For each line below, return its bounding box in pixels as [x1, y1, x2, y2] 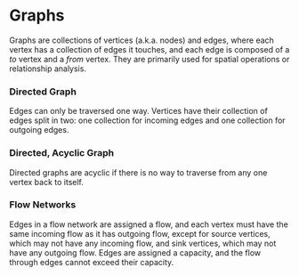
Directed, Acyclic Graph [9, 147, 115, 159]
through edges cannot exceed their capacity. [9, 256, 174, 267]
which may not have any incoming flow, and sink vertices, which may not [9, 238, 277, 248]
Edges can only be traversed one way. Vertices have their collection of [9, 106, 269, 117]
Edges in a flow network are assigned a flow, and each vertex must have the [9, 219, 289, 230]
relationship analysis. [9, 63, 87, 74]
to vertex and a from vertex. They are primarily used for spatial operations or [9, 53, 290, 64]
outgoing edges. [9, 125, 69, 135]
